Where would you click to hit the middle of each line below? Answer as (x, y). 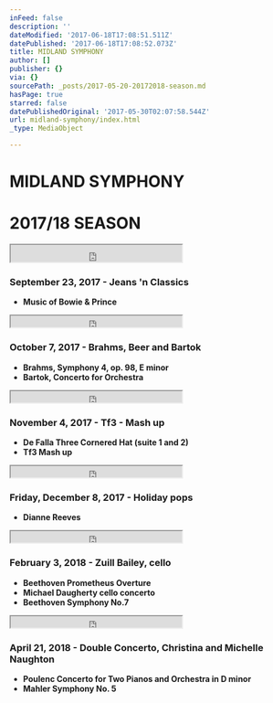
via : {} (24, 78)
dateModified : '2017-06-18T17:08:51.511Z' (91, 35)
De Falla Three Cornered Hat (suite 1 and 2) (105, 442)
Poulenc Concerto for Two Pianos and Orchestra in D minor (137, 678)
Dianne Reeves (52, 517)
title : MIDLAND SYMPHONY (57, 52)
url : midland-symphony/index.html (75, 120)
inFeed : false (37, 18)
